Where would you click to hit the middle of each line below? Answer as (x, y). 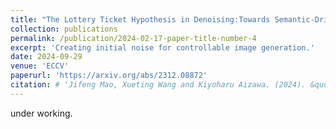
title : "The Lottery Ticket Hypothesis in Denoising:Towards (140, 19)
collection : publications (64, 29)
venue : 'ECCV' (40, 66)
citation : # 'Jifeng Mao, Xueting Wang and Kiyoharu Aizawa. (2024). (158, 85)
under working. (41, 113)
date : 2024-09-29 (46, 57)
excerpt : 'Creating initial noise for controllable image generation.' (162, 47)
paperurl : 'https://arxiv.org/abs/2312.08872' (109, 76)
